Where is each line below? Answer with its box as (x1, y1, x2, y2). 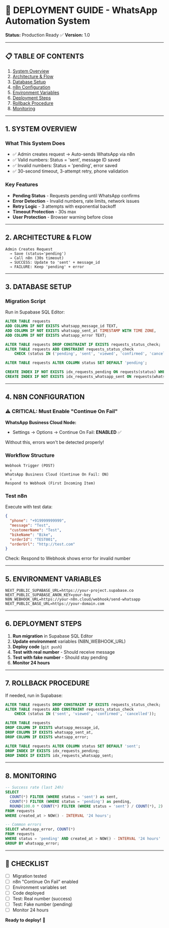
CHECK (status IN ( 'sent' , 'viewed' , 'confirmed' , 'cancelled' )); (14, 712, 156, 717)
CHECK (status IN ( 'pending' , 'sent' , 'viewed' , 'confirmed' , (14, 351, 147, 356)
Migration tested (12, 873, 47, 879)
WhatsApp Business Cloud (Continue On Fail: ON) (5, 472, 109, 477)
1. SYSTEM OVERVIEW (5, 125, 77, 133)
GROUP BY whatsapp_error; (5, 840, 59, 846)
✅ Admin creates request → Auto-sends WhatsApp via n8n (12, 151, 135, 158)
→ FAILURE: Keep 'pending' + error (10, 264, 84, 269)
